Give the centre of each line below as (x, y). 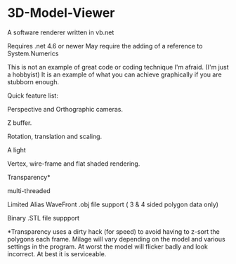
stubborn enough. (33, 81)
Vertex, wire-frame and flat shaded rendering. (74, 164)
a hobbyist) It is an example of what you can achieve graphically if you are (115, 74)
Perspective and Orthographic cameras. (65, 109)
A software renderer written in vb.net (61, 32)
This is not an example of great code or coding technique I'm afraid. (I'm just (118, 67)
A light (17, 150)
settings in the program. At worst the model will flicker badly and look (108, 246)
